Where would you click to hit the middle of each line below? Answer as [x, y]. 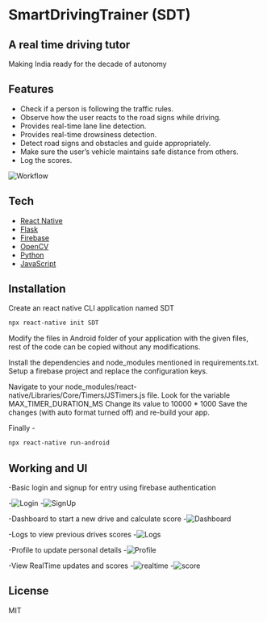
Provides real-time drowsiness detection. [88, 134]
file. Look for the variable [189, 395]
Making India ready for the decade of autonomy [88, 64]
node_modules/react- [101, 387]
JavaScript [38, 263]
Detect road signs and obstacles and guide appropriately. [115, 143]
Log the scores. [46, 160]
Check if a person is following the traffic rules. [97, 109]
